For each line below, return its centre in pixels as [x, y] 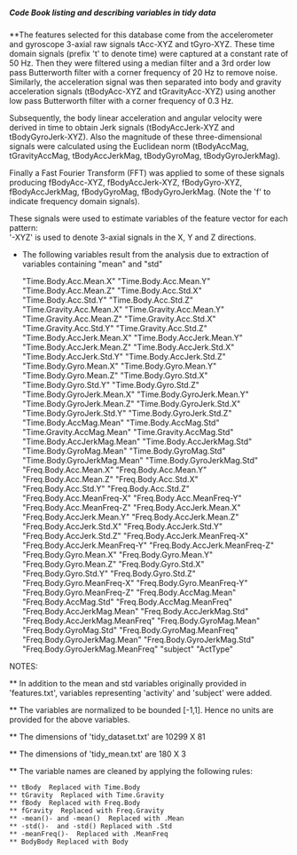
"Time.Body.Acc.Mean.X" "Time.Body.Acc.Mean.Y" [116, 281]
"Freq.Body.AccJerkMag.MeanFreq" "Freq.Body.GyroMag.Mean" [141, 621]
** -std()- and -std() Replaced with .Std [91, 826]
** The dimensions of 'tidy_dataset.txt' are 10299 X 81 [107, 736]
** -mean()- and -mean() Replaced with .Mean [97, 818]
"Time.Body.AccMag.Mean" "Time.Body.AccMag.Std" [121, 423]
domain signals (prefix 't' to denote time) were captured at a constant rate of [149, 53]
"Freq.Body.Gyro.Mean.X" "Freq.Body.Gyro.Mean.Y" [117, 554]
